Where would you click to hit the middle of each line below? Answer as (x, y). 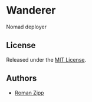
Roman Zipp (29, 93)
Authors (22, 79)
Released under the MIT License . (46, 59)
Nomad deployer (27, 27)
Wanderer (31, 10)
